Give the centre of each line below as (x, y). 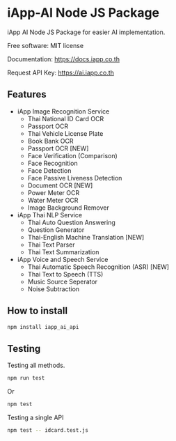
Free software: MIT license (46, 45)
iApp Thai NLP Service (49, 215)
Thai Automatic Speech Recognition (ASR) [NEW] (98, 267)
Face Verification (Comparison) (73, 155)
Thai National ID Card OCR (66, 118)
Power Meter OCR (54, 192)
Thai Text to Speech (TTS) (65, 274)
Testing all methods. (36, 365)
